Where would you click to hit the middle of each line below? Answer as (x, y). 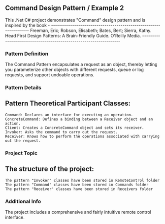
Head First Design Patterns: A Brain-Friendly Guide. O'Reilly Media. (73, 35)
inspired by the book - (28, 25)
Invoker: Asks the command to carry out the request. (62, 132)
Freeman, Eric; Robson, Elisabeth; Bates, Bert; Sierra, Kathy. (91, 30)
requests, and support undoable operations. (50, 75)
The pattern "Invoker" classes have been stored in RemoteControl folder (82, 180)
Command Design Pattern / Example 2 (65, 8)
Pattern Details (23, 88)
